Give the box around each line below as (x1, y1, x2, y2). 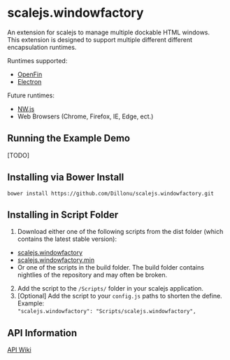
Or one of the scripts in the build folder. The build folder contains (17, 263, 205, 272)
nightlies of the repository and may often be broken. (17, 271, 168, 279)
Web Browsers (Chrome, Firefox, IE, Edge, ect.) (17, 112, 154, 120)
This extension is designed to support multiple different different (7, 35, 193, 43)
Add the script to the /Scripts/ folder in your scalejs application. (17, 284, 204, 293)
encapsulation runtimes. (7, 43, 77, 51)
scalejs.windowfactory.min (17, 256, 95, 264)
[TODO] (7, 151, 30, 159)
